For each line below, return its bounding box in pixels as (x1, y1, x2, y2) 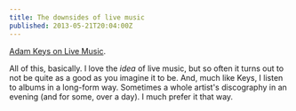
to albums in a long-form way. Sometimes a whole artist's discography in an (9, 82, 287, 92)
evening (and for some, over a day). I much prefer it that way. (9, 91, 234, 102)
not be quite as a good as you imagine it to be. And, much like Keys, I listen (9, 72, 284, 83)
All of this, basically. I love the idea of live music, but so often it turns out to (9, 63, 284, 74)
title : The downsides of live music (9, 12, 145, 22)
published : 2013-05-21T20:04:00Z (9, 21, 133, 30)
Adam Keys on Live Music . (9, 45, 107, 56)
